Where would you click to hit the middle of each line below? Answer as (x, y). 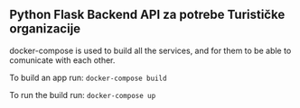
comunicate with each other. (62, 60)
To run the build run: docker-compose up (83, 94)
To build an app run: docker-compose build (88, 77)
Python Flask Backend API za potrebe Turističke (147, 15)
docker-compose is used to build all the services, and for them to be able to (150, 50)
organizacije (45, 29)
